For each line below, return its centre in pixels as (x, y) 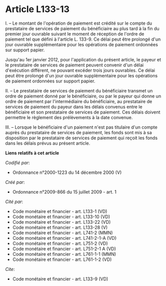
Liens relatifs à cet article (32, 153)
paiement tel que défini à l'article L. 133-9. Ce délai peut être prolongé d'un (83, 39)
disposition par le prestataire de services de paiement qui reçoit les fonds (81, 138)
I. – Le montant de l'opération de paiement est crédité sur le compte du (79, 23)
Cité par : (14, 202)
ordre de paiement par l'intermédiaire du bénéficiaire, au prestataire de (79, 101)
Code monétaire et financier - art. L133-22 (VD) (62, 222)
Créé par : (15, 182)
